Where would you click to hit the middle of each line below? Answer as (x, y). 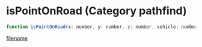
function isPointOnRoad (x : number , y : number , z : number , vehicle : (93, 27)
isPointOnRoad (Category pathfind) (97, 11)
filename (17, 38)
